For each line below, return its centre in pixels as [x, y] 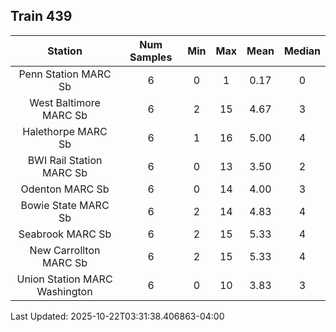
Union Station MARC [64, 279]
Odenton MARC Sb [65, 189]
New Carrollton [65, 250]
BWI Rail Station [65, 160]
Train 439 [41, 16]
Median [302, 51]
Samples [151, 57]
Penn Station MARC [65, 74]
